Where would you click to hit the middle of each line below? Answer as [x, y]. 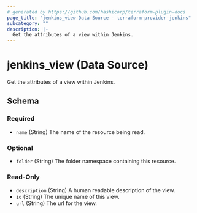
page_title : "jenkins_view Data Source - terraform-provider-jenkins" [99, 18]
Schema [23, 101]
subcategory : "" [28, 23]
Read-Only [24, 177]
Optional [20, 148]
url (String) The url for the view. [56, 203]
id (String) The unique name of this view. [68, 197]
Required [21, 119]
